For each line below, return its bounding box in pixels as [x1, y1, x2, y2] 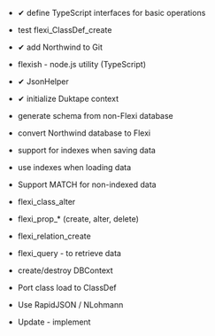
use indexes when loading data [17, 162, 132, 172]
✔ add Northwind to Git [17, 42, 104, 52]
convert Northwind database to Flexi [17, 128, 151, 138]
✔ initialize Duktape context [17, 93, 119, 104]
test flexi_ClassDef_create [17, 25, 112, 35]
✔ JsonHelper [17, 76, 69, 87]
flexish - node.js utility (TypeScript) [17, 59, 146, 69]
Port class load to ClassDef [17, 283, 117, 293]
